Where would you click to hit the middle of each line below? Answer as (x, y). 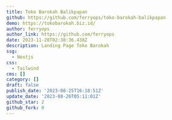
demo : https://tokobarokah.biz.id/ (51, 23)
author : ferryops (28, 29)
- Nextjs (23, 57)
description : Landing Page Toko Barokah (58, 46)
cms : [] (16, 74)
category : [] (23, 79)
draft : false (23, 85)
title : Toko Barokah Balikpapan (47, 12)
